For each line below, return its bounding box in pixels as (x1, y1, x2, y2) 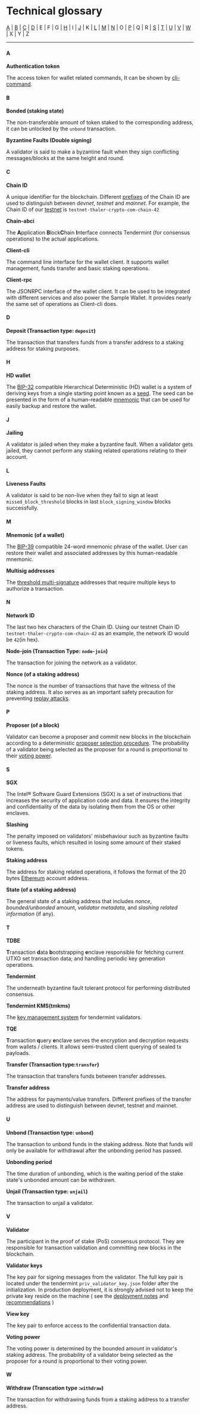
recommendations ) (6, 1298, 55, 1306)
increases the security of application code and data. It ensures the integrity (6, 797, 190, 804)
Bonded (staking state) (6, 107, 64, 114)
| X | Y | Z (6, 30, 30, 37)
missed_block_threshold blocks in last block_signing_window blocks (6, 498, 171, 505)
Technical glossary (6, 4, 103, 18)
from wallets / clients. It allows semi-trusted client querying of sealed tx (6, 1043, 182, 1050)
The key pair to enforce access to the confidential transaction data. (6, 1322, 171, 1329)
